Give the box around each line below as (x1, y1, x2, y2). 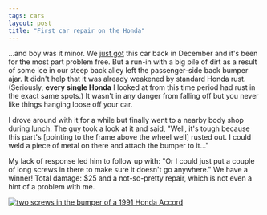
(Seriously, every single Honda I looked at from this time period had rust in (8, 83, 256, 92)
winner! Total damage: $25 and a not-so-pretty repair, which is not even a (8, 173, 253, 183)
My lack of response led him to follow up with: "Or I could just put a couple (8, 156, 255, 166)
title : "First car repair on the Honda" (8, 26, 146, 34)
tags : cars (8, 11, 45, 20)
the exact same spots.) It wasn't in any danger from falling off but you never (8, 91, 259, 101)
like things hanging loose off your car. (8, 99, 133, 109)
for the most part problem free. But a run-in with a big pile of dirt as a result (8, 57, 257, 67)
